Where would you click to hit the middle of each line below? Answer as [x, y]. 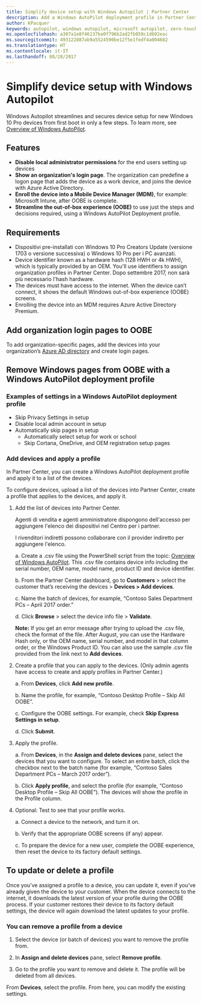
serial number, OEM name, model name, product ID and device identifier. [105, 568]
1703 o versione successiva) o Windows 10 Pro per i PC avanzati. [95, 253]
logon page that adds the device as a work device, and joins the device [103, 182]
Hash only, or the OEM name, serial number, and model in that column [102, 641]
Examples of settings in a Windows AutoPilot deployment [92, 397]
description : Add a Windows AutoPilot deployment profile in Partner [95, 17]
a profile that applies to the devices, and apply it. [67, 496]
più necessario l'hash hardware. [54, 279]
